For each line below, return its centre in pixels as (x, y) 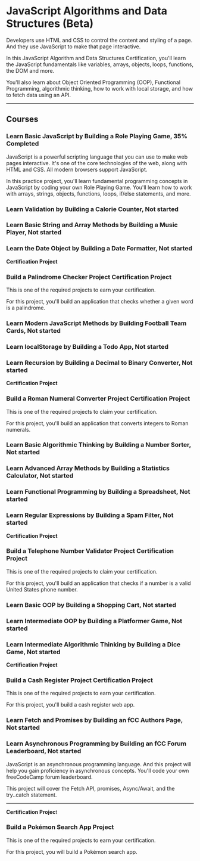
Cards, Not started (34, 330)
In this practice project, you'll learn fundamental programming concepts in (97, 181)
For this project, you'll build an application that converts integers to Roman (97, 423)
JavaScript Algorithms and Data (87, 11)
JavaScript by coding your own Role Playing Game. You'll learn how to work (99, 187)
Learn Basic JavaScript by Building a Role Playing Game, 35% (97, 137)
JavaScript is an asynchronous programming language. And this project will (99, 764)
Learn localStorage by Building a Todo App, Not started (87, 346)
